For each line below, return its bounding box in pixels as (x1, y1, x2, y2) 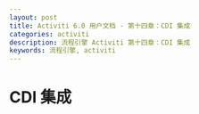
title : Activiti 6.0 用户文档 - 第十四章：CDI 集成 (9, 21, 191, 30)
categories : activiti (9, 29, 90, 38)
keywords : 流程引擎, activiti (9, 46, 116, 55)
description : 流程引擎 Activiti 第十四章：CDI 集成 (9, 37, 191, 47)
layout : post (9, 12, 58, 22)
